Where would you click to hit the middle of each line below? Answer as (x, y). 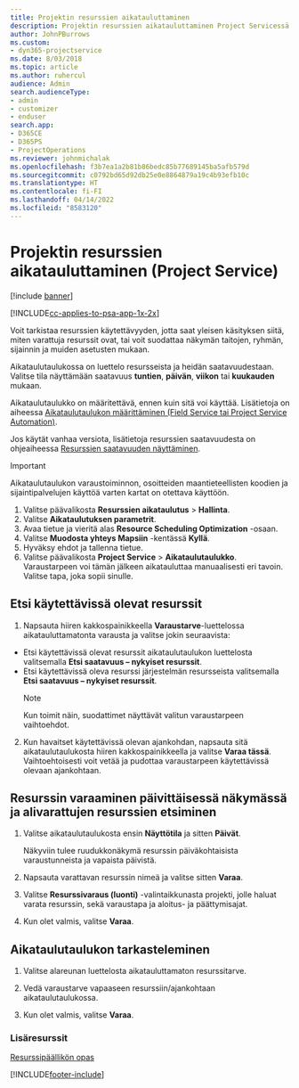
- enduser (28, 117)
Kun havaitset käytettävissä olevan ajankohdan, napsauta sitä (135, 741)
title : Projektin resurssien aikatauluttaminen (100, 17)
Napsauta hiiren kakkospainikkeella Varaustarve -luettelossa (133, 626)
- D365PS (26, 142)
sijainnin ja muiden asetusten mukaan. (80, 349)
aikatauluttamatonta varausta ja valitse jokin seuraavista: (126, 634)
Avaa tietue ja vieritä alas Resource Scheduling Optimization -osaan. (150, 528)
